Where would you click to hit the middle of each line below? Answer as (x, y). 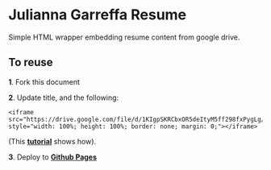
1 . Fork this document (44, 81)
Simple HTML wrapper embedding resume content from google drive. (124, 37)
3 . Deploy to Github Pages (53, 157)
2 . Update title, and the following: (64, 97)
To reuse (31, 62)
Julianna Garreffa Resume (98, 15)
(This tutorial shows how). (52, 141)
